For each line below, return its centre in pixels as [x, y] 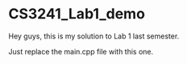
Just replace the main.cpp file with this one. [81, 51]
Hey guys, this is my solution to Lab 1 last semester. [94, 36]
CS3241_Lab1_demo [77, 14]
